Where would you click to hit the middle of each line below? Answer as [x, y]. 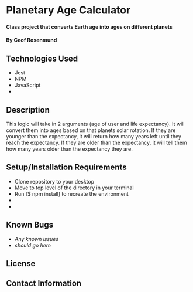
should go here [33, 245]
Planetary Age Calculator [68, 10]
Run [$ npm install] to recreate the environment [71, 193]
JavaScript [27, 85]
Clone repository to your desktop [54, 181]
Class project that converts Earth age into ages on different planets [89, 26]
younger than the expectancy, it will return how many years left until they [94, 136]
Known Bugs [30, 225]
